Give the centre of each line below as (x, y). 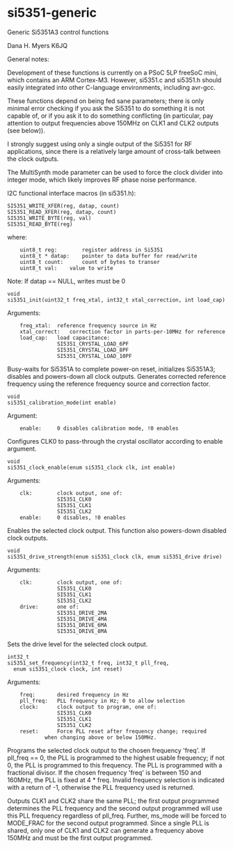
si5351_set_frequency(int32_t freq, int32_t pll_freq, (88, 663)
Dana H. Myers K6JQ (38, 45)
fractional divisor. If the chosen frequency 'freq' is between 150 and (104, 772)
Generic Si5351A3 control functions (58, 32)
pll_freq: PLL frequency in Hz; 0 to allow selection (103, 701)
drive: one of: (49, 607)
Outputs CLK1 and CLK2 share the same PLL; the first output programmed (113, 801)
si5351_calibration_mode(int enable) (62, 403)
